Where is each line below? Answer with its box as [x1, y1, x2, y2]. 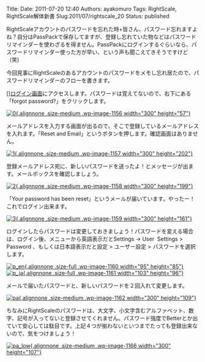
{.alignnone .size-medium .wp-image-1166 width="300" [30, 342, 171, 349]
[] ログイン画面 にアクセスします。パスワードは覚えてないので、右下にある [6, 90, 192, 97]
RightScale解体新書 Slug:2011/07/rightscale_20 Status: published [6, 12, 170, 20]
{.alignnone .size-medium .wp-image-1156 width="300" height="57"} [15, 110, 191, 117]
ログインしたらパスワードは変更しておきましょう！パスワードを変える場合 [6, 228, 194, 235]
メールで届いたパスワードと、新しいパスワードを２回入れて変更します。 [6, 282, 188, 289]
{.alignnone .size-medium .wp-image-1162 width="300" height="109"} [18, 294, 197, 301]
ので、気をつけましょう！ [11, 330, 76, 337]
